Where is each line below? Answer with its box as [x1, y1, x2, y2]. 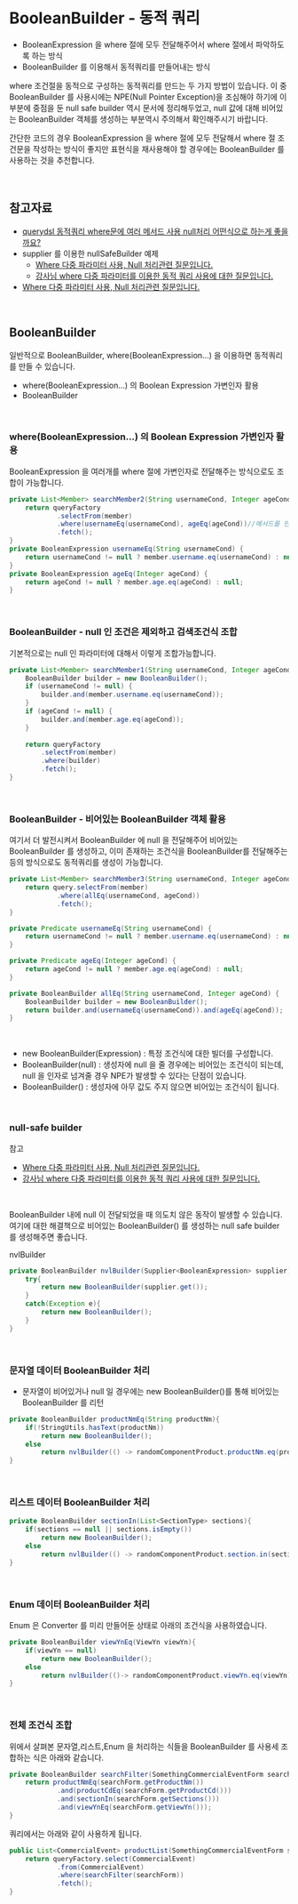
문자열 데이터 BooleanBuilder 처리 [9, 1364, 151, 1377]
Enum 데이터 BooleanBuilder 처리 [9, 1598, 151, 1611]
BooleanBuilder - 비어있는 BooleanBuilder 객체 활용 [9, 813, 226, 825]
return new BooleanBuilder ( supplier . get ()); [41, 1282, 208, 1292]
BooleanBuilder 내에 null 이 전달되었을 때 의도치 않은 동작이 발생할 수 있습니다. [9, 1209, 283, 1219]
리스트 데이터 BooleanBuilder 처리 [9, 1496, 151, 1508]
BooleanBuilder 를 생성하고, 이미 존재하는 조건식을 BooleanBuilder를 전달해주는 [9, 846, 288, 856]
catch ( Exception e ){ [25, 1299, 101, 1308]
